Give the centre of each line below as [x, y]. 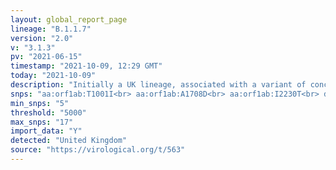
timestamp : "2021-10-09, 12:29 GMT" [86, 66]
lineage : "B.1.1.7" [51, 29]
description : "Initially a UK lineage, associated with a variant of [158, 85]
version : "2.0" [42, 38]
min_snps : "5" [40, 103]
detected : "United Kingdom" [69, 141]
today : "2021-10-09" [53, 76]
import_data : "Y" [46, 131]
